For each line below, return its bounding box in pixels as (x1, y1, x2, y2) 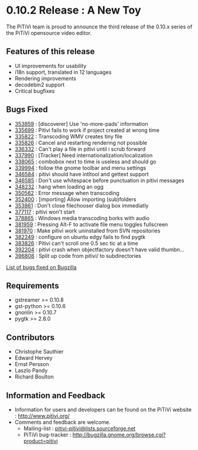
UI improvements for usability (14, 62, 87, 69)
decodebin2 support (14, 81, 65, 88)
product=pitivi (23, 438, 58, 444)
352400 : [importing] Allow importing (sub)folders (14, 196, 137, 203)
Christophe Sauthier (14, 348, 64, 355)
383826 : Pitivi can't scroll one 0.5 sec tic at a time (14, 239, 138, 247)
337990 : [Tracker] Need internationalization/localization (14, 151, 152, 158)
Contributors (6, 332, 55, 342)
